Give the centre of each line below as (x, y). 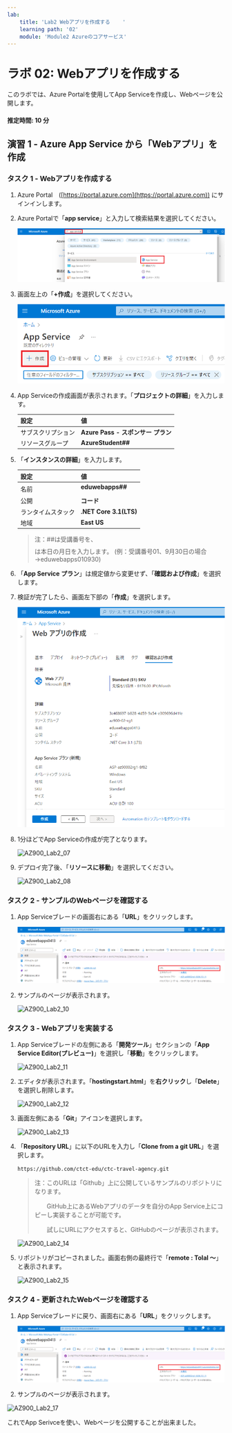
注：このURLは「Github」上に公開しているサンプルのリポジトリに (128, 1183)
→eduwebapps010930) (68, 559)
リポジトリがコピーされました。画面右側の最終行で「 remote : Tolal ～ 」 (119, 1258)
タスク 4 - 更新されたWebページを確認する (78, 1299)
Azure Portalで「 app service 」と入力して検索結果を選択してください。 (118, 218)
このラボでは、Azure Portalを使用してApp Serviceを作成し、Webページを (112, 94)
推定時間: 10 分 (28, 120)
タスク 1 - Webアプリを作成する (60, 179)
